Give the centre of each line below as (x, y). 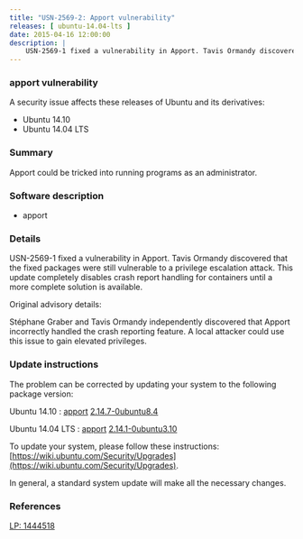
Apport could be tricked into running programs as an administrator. (133, 172)
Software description (57, 196)
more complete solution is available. (76, 287)
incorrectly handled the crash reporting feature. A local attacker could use (147, 332)
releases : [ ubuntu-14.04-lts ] (70, 26)
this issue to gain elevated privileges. (78, 341)
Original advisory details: (55, 305)
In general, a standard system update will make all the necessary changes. (148, 482)
